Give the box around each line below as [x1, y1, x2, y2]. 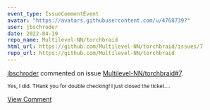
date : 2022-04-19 [7, 30, 58, 37]
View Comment [7, 94, 52, 103]
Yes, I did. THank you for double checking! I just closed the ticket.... [7, 82, 171, 90]
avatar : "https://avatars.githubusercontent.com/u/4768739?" [7, 17, 191, 24]
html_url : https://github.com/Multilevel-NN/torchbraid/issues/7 [7, 43, 203, 50]
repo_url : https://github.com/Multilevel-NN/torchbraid [7, 50, 175, 57]
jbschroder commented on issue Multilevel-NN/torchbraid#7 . [7, 68, 184, 78]
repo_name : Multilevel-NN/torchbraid [7, 37, 118, 44]
